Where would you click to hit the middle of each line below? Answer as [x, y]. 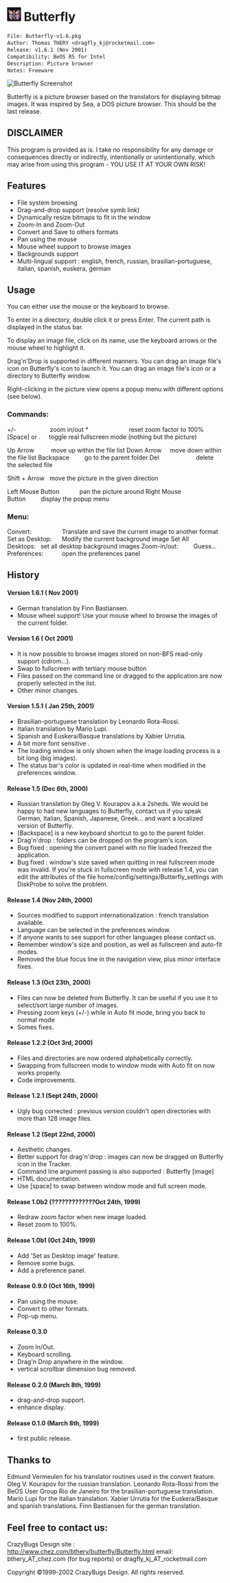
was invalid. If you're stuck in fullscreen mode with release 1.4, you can [117, 870]
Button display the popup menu [58, 499]
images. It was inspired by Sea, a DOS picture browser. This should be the [112, 104]
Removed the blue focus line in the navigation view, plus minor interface [119, 959]
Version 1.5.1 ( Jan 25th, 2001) [51, 706]
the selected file [30, 464]
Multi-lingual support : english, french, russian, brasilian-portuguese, [114, 261]
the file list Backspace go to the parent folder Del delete [111, 457]
